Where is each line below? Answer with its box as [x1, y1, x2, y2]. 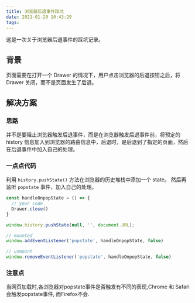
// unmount [6, 249, 33, 254]
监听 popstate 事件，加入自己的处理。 [6, 184, 97, 191]
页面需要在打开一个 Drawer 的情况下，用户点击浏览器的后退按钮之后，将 [6, 71, 180, 79]
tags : [6, 19, 19, 25]
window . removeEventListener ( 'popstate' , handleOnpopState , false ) [6, 254, 172, 260]
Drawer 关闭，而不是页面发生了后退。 [6, 79, 97, 86]
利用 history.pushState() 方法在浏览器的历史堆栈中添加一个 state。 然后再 [6, 176, 187, 183]
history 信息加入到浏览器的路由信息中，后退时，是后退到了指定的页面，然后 [6, 138, 189, 145]
